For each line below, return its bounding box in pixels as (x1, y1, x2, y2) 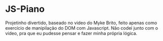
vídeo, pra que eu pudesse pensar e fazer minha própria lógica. (5, 30, 138, 36)
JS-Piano (5, 3, 45, 15)
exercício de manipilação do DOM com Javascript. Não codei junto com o (5, 25, 158, 31)
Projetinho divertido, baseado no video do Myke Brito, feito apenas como (5, 20, 157, 26)
